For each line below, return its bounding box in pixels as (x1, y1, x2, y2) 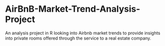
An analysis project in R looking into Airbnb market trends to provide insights (5, 30, 161, 36)
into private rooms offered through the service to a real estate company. (5, 35, 152, 41)
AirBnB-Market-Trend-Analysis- (5, 3, 140, 15)
